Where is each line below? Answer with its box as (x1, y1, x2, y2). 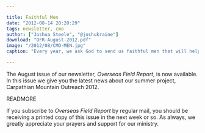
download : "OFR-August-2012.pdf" (6, 37, 92, 43)
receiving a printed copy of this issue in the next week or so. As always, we (6, 113, 196, 121)
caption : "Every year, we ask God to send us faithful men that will (6, 48, 187, 55)
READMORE (6, 95, 37, 102)
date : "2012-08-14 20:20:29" (6, 20, 81, 26)
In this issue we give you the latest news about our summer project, (6, 77, 176, 84)
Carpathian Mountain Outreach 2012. (6, 83, 99, 90)
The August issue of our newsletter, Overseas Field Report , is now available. (6, 70, 198, 77)
